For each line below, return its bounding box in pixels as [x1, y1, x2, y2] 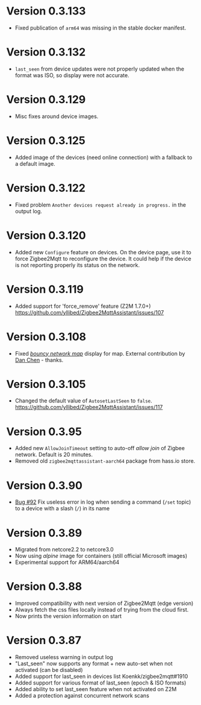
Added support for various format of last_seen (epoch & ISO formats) [14, 679, 187, 686]
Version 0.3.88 [6, 580, 82, 594]
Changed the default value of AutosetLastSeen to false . [14, 397, 152, 404]
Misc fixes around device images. [14, 113, 99, 120]
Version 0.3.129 [6, 93, 86, 107]
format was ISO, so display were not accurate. [14, 71, 129, 79]
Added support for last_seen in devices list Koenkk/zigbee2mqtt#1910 [14, 673, 188, 680]
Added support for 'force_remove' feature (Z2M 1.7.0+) [14, 302, 152, 310]
